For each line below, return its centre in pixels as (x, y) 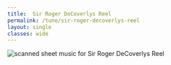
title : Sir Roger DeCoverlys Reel (59, 14)
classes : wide (28, 34)
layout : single (30, 27)
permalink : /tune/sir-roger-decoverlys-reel (74, 20)
